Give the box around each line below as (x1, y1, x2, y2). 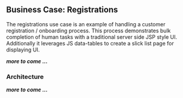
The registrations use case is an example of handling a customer (6, 20, 166, 27)
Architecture (6, 72, 44, 81)
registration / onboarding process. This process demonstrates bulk (6, 27, 171, 34)
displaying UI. (6, 46, 40, 53)
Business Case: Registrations (6, 5, 118, 15)
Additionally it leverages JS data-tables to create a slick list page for (6, 39, 175, 47)
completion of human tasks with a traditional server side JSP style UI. (6, 33, 178, 41)
